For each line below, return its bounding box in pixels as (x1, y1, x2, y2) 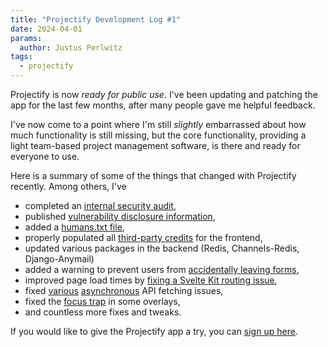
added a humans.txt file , (24, 221, 125, 233)
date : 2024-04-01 (10, 24, 83, 34)
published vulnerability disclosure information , (24, 211, 216, 222)
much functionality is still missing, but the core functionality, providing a (10, 129, 307, 141)
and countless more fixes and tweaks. (24, 306, 182, 318)
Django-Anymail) (24, 253, 95, 265)
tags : (10, 52, 33, 62)
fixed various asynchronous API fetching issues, (24, 285, 224, 296)
